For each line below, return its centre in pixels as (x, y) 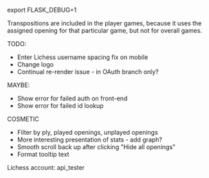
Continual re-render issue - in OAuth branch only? (88, 72)
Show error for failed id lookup (60, 105)
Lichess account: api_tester (46, 167)
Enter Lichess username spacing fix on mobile (82, 57)
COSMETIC (23, 119)
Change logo (35, 64)
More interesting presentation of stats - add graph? (90, 140)
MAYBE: (19, 85)
